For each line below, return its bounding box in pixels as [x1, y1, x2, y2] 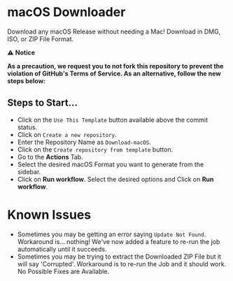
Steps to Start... [7, 97, 78, 109]
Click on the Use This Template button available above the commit [17, 115, 209, 124]
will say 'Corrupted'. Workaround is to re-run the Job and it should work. [17, 259, 227, 268]
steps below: [7, 76, 46, 85]
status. [17, 123, 37, 131]
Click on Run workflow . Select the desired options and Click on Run [17, 175, 214, 183]
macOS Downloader [7, 4, 126, 20]
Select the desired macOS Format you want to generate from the [17, 160, 204, 168]
